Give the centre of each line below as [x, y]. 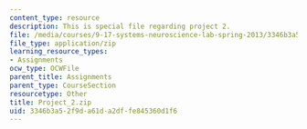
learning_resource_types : [58, 52]
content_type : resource [55, 18]
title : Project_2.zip [51, 102]
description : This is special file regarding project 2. [120, 26]
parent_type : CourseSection [63, 85]
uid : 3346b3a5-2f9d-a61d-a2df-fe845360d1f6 [94, 111]
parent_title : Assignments [61, 77]
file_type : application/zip [63, 43]
